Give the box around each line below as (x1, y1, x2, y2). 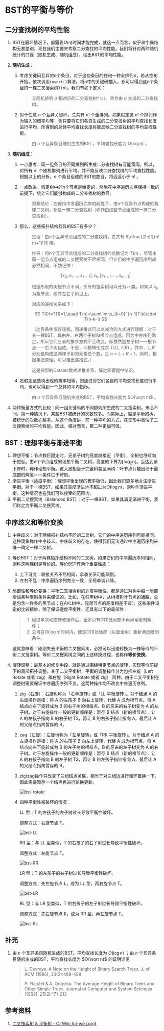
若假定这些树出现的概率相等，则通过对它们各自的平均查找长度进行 (19, 377, 153, 383)
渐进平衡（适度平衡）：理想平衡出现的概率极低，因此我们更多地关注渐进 (12, 478, 156, 484)
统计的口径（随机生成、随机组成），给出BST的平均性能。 (12, 52, 126, 57)
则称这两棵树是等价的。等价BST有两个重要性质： (12, 561, 111, 567)
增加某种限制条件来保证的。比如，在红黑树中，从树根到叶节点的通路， (12, 594, 154, 600)
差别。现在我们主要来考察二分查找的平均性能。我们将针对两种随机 (25, 46, 158, 51)
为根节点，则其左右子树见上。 (31, 290, 92, 297)
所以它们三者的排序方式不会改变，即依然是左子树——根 (40, 338, 152, 344)
